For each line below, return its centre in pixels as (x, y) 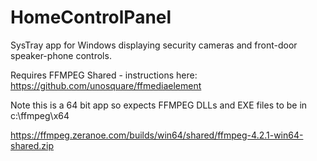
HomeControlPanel (91, 17)
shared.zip (32, 145)
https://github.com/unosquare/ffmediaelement (106, 85)
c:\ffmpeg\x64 (40, 115)
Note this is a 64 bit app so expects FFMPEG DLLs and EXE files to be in (159, 105)
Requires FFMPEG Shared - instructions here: (104, 75)
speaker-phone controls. (61, 55)
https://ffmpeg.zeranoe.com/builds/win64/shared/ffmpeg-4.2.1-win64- (157, 135)
